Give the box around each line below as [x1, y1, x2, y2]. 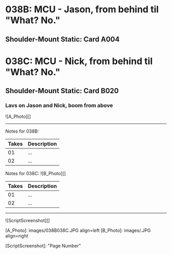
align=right [5, 233, 29, 239]
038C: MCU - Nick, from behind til [5, 55, 153, 67]
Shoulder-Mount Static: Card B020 [5, 87, 119, 95]
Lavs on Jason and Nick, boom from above [5, 102, 114, 109]
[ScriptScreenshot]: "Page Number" [5, 243, 81, 249]
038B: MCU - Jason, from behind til [5, 4, 159, 15]
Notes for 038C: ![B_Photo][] [5, 171, 66, 177]
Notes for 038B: [5, 128, 39, 134]
